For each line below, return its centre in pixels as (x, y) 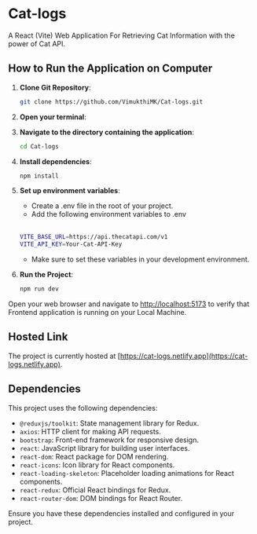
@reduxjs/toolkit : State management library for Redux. (109, 423)
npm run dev (39, 289)
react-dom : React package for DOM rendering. (94, 456)
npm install (39, 176)
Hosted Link (38, 337)
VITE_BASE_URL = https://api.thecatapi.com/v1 (94, 237)
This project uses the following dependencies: (83, 408)
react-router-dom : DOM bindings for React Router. (101, 498)
